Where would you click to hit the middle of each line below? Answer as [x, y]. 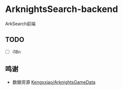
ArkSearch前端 [20, 23]
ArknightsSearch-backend [62, 9]
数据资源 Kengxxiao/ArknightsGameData [54, 82]
